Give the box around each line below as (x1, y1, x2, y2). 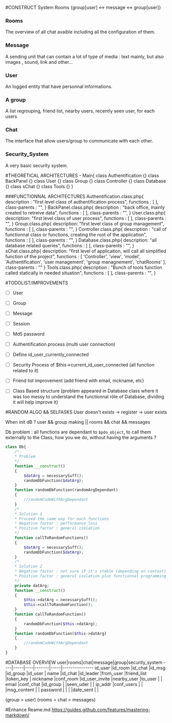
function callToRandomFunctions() (14, 535, 88, 540)
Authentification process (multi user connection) (12, 341, 116, 348)
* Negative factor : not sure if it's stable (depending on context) (14, 569, 167, 574)
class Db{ (5, 444, 27, 449)
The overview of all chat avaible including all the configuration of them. (5, 29, 156, 35)
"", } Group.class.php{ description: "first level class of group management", (5, 221, 164, 227)
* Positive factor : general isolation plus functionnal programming (14, 573, 167, 579)
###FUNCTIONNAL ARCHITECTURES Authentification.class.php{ (5, 193, 144, 200)
